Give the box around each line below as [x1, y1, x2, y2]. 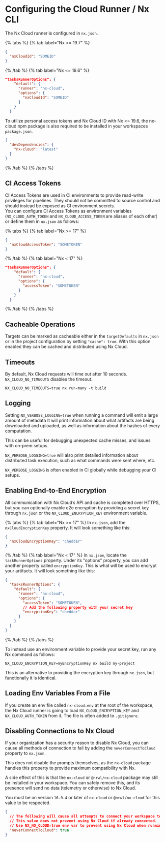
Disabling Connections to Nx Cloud [5, 727, 114, 735]
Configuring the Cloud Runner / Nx [5, 3, 149, 15]
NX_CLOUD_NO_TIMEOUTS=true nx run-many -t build [5, 386, 107, 391]
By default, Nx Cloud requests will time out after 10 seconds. [5, 371, 128, 377]
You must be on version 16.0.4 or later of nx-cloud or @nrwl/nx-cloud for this [5, 795, 160, 801]
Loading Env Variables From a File [5, 689, 110, 697]
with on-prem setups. [5, 442, 49, 448]
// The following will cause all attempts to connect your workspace [9, 814, 155, 819]
